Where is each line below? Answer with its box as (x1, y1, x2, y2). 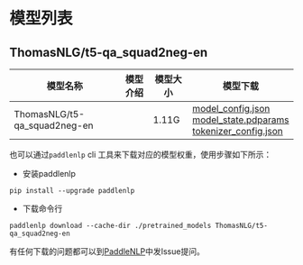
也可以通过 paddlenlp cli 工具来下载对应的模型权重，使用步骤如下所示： (9, 150, 272, 160)
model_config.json (192, 103, 271, 114)
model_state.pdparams (192, 114, 289, 126)
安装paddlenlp (22, 169, 77, 178)
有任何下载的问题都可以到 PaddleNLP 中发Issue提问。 (9, 246, 205, 257)
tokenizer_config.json (192, 125, 284, 137)
